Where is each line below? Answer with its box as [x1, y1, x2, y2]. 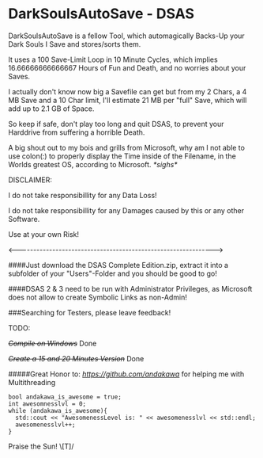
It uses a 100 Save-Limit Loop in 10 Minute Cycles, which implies [8, 55, 219, 64]
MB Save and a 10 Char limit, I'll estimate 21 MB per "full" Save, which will [8, 95, 247, 105]
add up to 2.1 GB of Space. [8, 104, 95, 113]
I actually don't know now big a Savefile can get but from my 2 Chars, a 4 [8, 86, 247, 96]
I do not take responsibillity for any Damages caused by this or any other [8, 205, 245, 215]
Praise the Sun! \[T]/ [8, 441, 74, 451]
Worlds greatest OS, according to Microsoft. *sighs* [8, 159, 178, 169]
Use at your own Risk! [8, 229, 80, 239]
